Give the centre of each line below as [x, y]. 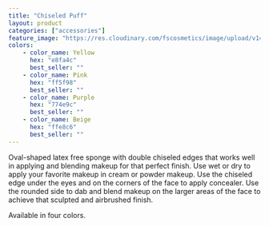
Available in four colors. [47, 215]
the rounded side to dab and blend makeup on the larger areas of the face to [134, 191]
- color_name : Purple [58, 97]
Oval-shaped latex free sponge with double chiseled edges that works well [132, 157]
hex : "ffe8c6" [53, 127]
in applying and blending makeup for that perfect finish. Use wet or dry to [129, 165]
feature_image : [34, 38]
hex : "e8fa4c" [53, 61]
